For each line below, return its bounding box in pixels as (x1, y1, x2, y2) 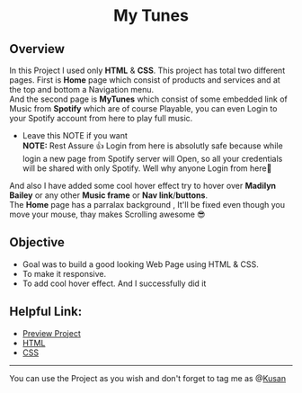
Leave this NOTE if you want (22, 130, 129, 140)
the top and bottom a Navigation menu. (9, 85, 155, 94)
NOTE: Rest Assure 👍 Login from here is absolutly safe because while (22, 140, 283, 151)
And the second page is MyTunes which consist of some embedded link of (9, 94, 288, 104)
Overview (9, 41, 66, 57)
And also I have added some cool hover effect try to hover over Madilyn (9, 181, 277, 191)
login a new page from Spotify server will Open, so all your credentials (22, 154, 283, 164)
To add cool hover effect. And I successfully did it (22, 278, 207, 289)
